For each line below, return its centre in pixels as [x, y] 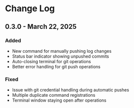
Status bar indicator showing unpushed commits [60, 56]
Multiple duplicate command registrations [54, 95]
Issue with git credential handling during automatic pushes [71, 90]
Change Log [30, 9]
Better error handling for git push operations [56, 66]
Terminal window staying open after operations [59, 100]
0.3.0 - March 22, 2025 [41, 27]
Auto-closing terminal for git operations [51, 61]
